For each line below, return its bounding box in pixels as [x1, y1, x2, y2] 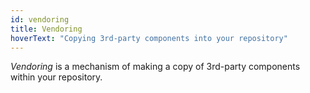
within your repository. [10, 71, 103, 83]
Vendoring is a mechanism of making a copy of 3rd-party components [10, 61, 301, 73]
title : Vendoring [10, 24, 83, 34]
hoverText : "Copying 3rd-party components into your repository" [10, 33, 288, 43]
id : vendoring [10, 14, 70, 25]
